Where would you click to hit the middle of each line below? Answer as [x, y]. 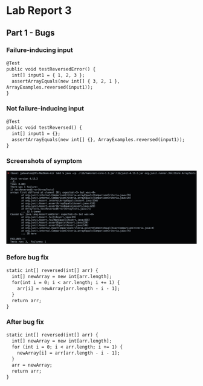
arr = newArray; [32, 365]
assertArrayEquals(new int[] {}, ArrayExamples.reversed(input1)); [98, 140]
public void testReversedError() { [51, 69]
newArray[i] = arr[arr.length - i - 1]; [69, 353]
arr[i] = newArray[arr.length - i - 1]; [69, 289]
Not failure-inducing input [45, 108]
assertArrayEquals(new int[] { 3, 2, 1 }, [66, 81]
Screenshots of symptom [44, 161]
